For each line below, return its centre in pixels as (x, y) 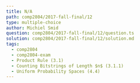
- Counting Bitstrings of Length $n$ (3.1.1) (68, 66)
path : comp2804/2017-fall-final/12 (49, 17)
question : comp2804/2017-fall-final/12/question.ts (70, 33)
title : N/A (19, 11)
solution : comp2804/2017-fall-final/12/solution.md (70, 39)
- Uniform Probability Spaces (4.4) (56, 71)
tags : (13, 44)
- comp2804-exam (31, 55)
